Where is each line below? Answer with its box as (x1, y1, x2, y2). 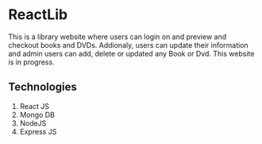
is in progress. (8, 57, 55, 67)
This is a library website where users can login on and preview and (8, 32, 227, 41)
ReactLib (8, 6, 68, 24)
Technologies (8, 80, 78, 94)
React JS (19, 101, 50, 111)
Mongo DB (19, 110, 56, 119)
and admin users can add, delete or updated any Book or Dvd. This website (8, 49, 255, 58)
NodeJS (19, 118, 47, 128)
